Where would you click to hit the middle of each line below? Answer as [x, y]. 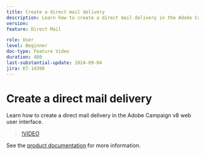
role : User [20, 40]
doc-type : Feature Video [38, 52]
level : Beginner [27, 46]
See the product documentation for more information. [74, 146]
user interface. [25, 122]
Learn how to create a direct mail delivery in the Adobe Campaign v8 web [99, 115]
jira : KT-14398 [26, 68]
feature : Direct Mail [34, 29]
